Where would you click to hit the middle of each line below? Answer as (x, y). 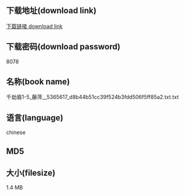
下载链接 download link (35, 26)
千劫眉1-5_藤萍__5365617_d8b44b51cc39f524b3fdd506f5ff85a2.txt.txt (93, 97)
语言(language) (35, 118)
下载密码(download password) (63, 47)
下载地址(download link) (51, 11)
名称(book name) (38, 82)
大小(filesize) (31, 173)
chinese (16, 132)
